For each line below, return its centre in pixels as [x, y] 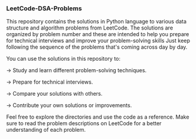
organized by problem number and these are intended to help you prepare [98, 34]
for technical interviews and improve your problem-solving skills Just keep [98, 41]
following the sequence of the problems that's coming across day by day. [97, 47]
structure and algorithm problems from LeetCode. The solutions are [90, 28]
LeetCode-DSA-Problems [44, 8]
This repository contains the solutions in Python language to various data [97, 22]
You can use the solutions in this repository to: [64, 59]
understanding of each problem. [46, 130]
